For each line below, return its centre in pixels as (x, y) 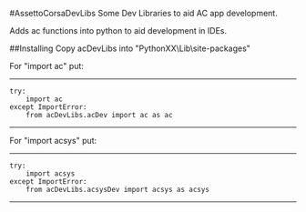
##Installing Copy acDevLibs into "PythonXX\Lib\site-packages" (130, 48)
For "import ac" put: (47, 66)
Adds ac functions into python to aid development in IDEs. (118, 30)
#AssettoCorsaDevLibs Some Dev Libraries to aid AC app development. (143, 13)
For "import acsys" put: (53, 141)
